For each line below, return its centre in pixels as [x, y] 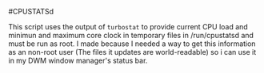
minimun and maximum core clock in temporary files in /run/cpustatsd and [131, 35]
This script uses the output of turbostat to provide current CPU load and [128, 27]
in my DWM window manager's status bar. [78, 60]
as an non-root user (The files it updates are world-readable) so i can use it [132, 52]
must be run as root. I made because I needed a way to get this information [132, 44]
